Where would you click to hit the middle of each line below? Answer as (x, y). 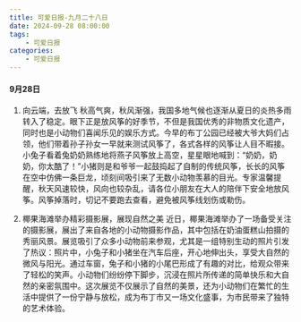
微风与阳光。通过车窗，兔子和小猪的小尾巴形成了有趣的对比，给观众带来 (155, 264)
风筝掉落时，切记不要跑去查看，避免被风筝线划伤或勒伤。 (144, 200)
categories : (31, 51)
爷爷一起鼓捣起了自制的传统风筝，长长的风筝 (202, 166)
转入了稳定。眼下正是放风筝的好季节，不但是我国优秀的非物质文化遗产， (155, 122)
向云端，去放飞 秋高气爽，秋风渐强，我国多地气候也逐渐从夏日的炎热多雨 (157, 110)
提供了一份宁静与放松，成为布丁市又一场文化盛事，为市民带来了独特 (163, 297)
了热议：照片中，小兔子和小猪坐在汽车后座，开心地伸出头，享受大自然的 (155, 252)
